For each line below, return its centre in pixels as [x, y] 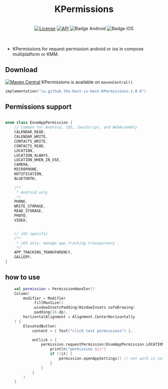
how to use [23, 277]
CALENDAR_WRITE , [31, 137]
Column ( [22, 294]
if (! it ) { [61, 354]
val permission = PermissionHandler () [54, 289]
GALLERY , [23, 257]
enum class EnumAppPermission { [39, 123]
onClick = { [44, 340]
